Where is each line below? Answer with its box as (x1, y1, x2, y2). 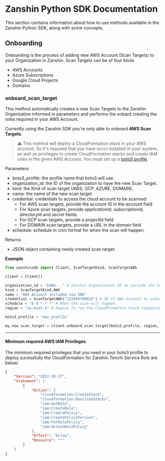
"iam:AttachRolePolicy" (40, 424, 89, 429)
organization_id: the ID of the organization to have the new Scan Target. (12, 180, 158, 186)
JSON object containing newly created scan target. (12, 246, 116, 252)
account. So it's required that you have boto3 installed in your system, (17, 146, 158, 152)
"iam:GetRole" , (40, 401, 71, 407)
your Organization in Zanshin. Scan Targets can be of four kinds (5, 57, 135, 63)
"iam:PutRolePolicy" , (40, 419, 84, 425)
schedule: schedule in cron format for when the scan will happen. (12, 227, 145, 233)
